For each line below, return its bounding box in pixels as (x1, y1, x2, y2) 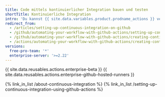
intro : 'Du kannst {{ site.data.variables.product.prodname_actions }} (5, 16, 155, 21)
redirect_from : (5, 21, 36, 26)
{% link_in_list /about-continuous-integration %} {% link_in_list (5, 81, 132, 87)
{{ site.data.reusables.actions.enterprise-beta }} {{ (5, 66, 107, 72)
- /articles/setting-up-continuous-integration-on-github (9, 26, 131, 31)
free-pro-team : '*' (9, 48, 50, 53)
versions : (5, 44, 26, 49)
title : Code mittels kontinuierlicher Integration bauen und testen (5, 7, 148, 12)
